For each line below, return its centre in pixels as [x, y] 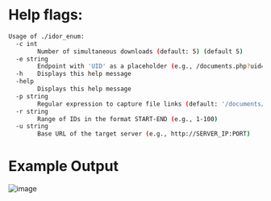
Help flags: [46, 15]
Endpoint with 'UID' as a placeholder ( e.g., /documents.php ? [144, 66]
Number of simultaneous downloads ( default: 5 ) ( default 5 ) [140, 51]
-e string [32, 59]
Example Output [64, 166]
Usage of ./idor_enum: [46, 36]
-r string [32, 111]
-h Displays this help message [73, 74]
